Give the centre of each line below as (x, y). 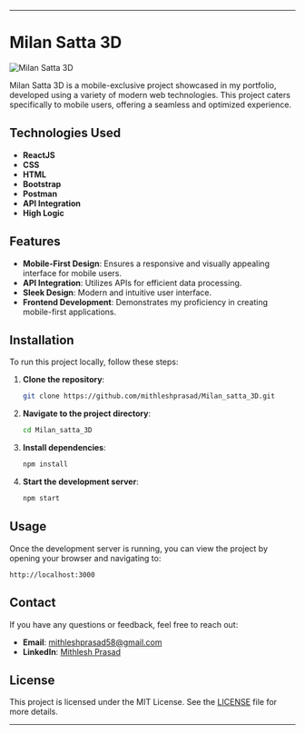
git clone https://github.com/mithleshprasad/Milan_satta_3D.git (148, 396)
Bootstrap (42, 183)
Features (35, 242)
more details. (34, 712)
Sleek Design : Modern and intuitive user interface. (117, 293)
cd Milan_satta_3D (57, 431)
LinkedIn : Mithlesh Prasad (71, 651)
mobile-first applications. (69, 312)
